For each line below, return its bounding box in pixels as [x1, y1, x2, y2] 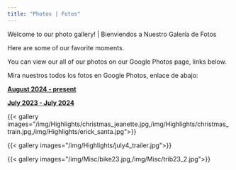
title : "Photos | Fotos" [7, 10, 81, 18]
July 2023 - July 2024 [7, 98, 74, 107]
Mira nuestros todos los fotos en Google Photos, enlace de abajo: [7, 71, 198, 79]
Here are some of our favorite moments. [7, 43, 125, 52]
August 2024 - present [7, 84, 77, 93]
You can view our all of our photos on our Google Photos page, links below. [7, 57, 227, 66]
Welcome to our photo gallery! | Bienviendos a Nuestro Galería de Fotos [7, 30, 217, 38]
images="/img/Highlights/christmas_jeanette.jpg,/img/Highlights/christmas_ [7, 120, 229, 128]
